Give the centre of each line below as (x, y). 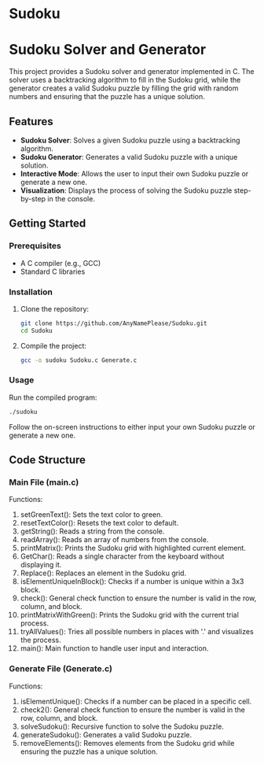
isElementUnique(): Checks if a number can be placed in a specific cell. (136, 701)
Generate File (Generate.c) (61, 669)
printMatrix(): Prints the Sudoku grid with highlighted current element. (133, 548)
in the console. (71, 198)
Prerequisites (35, 246)
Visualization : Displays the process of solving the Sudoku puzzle (126, 190)
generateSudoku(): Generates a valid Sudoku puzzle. (106, 734)
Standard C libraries (53, 271)
